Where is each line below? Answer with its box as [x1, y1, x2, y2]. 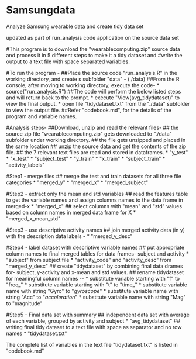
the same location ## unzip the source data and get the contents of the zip [6, 143, 187, 150]
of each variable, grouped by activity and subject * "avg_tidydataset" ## [6, 317, 180, 325]
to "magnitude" [6, 299, 43, 307]
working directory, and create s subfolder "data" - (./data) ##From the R [6, 75, 180, 82]
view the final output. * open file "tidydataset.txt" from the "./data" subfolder [6, 100, 190, 107]
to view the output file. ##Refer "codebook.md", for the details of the [6, 106, 171, 113]
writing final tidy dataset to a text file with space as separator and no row [6, 323, 182, 330]
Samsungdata [6, 4, 75, 17]
